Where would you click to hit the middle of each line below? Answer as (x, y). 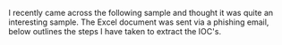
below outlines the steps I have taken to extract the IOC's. (115, 31)
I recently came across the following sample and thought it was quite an (141, 13)
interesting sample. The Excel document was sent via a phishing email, (139, 22)
